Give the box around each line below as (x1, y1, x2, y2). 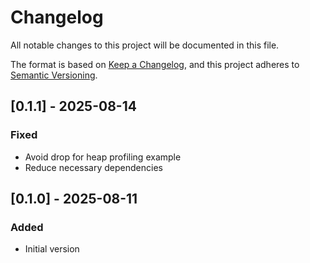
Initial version (24, 243, 80, 255)
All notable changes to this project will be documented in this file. (10, 39, 280, 51)
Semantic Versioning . (10, 69, 98, 81)
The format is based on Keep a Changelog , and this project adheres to (10, 58, 300, 70)
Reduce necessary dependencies (24, 161, 163, 173)
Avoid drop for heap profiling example (24, 151, 182, 163)
